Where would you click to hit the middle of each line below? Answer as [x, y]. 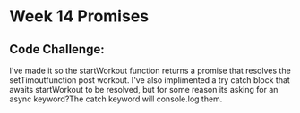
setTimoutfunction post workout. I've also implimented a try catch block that [150, 80]
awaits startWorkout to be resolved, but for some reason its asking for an [144, 89]
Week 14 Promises [79, 16]
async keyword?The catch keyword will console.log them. [116, 99]
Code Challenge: [57, 49]
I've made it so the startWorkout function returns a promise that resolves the [150, 70]
